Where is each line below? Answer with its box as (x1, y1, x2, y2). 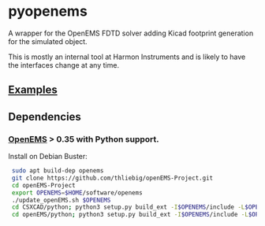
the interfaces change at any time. (8, 60, 120, 69)
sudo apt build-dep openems (11, 167, 104, 175)
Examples (8, 83, 58, 97)
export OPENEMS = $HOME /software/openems (11, 188, 144, 197)
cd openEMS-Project (11, 181, 77, 189)
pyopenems (8, 2, 88, 20)
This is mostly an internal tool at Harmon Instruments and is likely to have (8, 52, 246, 61)
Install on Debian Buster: (8, 152, 88, 161)
